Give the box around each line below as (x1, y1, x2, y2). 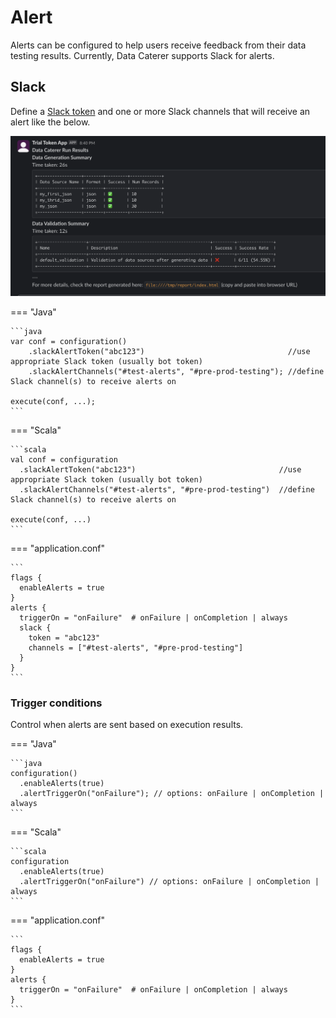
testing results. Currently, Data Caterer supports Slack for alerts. (10, 49, 275, 61)
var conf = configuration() (10, 337, 128, 347)
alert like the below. (10, 116, 91, 128)
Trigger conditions (10, 696, 103, 710)
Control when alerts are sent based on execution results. (10, 719, 244, 731)
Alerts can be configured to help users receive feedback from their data (10, 39, 307, 51)
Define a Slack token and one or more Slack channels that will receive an (10, 105, 311, 117)
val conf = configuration (10, 455, 118, 465)
